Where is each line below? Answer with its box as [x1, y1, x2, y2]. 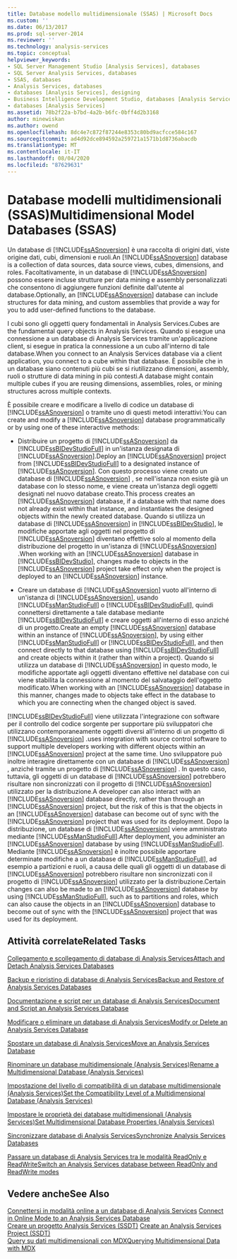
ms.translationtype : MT [7, 142, 78, 149]
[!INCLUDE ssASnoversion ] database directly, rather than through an [7, 795, 205, 803]
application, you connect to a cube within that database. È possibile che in [7, 356, 224, 365]
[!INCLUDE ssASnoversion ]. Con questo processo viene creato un [17, 467, 208, 475]
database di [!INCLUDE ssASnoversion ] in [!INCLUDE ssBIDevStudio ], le [17, 519, 224, 527]
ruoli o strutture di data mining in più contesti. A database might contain [7, 372, 214, 380]
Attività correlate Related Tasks [7, 935, 147, 947]
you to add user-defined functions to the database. [7, 305, 156, 314]
